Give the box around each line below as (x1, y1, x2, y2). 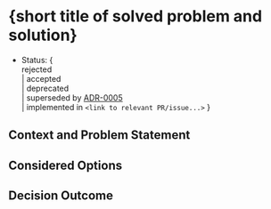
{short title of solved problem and (8, 6, 263, 27)
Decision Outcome (8, 189, 113, 204)
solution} (8, 25, 78, 45)
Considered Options (8, 157, 122, 173)
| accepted (21, 73, 62, 84)
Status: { (21, 54, 53, 65)
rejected (21, 64, 53, 75)
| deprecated (21, 83, 70, 93)
